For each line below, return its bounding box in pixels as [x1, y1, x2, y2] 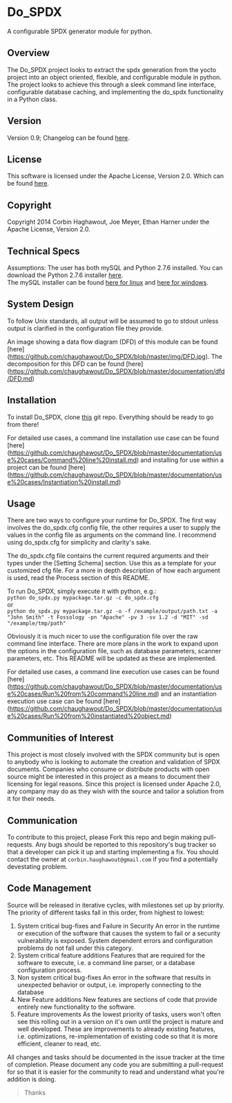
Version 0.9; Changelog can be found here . [7, 133, 130, 142]
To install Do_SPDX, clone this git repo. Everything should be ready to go [7, 413, 214, 421]
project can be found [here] [7, 463, 86, 471]
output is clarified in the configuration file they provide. [7, 324, 164, 333]
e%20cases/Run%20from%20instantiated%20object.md [7, 712, 170, 721]
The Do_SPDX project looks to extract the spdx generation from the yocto [7, 65, 216, 73]
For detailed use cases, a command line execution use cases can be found [7, 668, 220, 676]
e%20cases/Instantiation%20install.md [7, 477, 119, 486]
